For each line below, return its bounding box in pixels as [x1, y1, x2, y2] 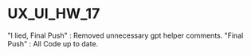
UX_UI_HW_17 [7, 5, 100, 23]
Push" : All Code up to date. [7, 38, 99, 48]
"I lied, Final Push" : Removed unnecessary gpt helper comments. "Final [7, 31, 244, 40]
